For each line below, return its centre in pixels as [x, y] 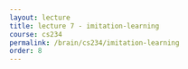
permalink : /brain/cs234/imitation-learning [94, 43]
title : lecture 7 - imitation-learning [85, 26]
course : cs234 [36, 34]
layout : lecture [40, 17]
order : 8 [26, 51]
